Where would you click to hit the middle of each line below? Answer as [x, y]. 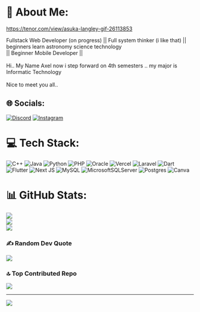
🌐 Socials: [26, 104]
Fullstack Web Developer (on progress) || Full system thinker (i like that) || [96, 40]
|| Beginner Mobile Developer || [45, 52]
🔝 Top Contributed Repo [42, 273]
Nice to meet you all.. [32, 84]
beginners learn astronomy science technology [64, 47]
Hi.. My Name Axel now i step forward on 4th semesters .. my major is [92, 66]
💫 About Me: [37, 12]
